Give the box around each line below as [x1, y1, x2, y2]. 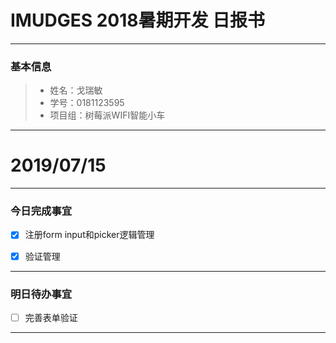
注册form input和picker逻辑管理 [24, 229, 155, 241]
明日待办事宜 [10, 287, 73, 301]
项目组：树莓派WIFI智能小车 [49, 109, 166, 121]
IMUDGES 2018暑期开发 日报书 [10, 9, 266, 32]
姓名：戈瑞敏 [49, 84, 103, 96]
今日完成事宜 [10, 204, 73, 218]
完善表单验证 [24, 311, 78, 323]
